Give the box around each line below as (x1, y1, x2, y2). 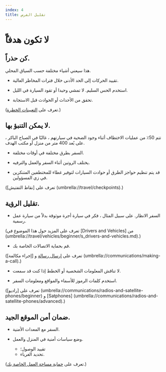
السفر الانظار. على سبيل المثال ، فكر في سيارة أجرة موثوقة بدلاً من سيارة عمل (12, 213, 160, 219)
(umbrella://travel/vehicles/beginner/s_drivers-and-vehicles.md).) (5, 233, 141, 239)
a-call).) (5, 258, 22, 264)
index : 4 (5, 7, 24, 13)
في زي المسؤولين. (12, 175, 48, 181)
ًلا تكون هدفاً (5, 34, 49, 45)
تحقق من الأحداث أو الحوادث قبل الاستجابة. (12, 97, 93, 103)
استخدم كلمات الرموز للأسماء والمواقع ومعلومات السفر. (12, 277, 117, 284)
